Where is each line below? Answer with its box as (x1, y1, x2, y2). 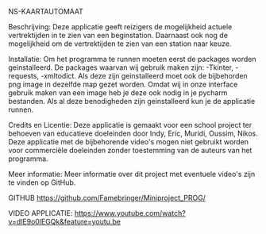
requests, (8, 71, 40, 80)
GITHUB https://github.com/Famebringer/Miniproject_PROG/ (8, 194, 206, 202)
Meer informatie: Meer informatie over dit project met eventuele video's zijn (8, 170, 256, 178)
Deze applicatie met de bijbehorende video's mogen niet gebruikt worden (8, 137, 249, 146)
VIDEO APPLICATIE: (8, 209, 73, 217)
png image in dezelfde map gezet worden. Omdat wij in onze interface (8, 79, 238, 89)
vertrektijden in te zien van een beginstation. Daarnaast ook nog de (8, 31, 229, 40)
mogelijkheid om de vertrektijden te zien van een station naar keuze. (8, 39, 232, 48)
